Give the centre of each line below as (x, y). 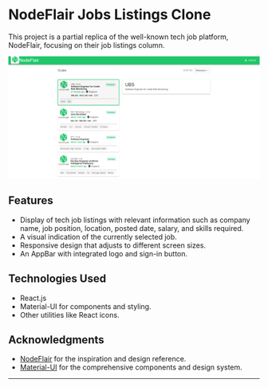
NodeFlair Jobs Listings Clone (110, 15)
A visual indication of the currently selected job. (98, 236)
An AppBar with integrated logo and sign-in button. (104, 253)
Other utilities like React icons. (69, 315)
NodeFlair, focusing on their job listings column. (87, 45)
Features (31, 201)
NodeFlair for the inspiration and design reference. (103, 359)
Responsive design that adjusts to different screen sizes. (112, 245)
